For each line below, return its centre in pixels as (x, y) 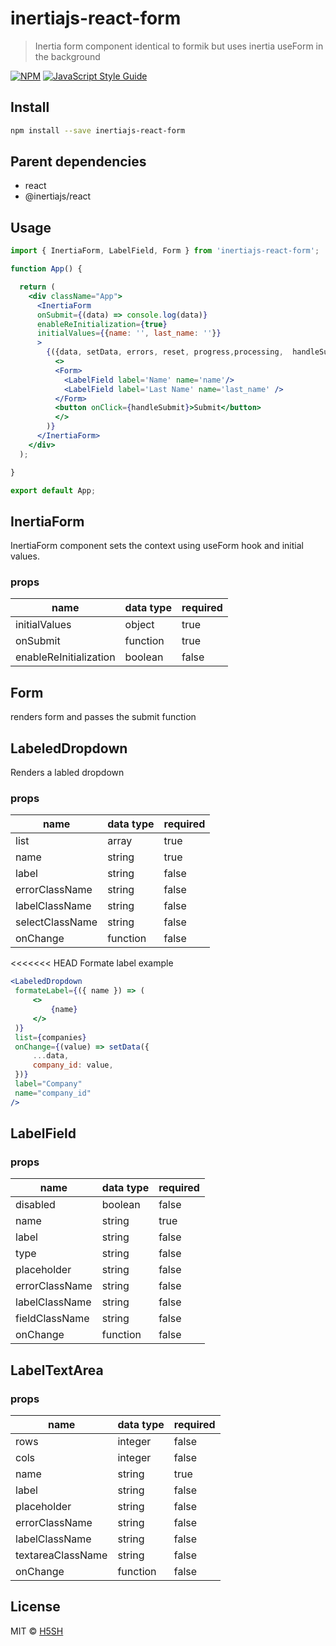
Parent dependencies (78, 162)
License (35, 1607)
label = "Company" (48, 1084)
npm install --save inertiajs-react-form (98, 130)
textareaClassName (61, 1555)
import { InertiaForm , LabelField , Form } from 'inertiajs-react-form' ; (165, 251)
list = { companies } (50, 1037)
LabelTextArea (57, 1370)
